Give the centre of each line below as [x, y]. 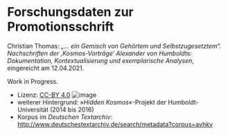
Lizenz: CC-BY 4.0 [44, 95]
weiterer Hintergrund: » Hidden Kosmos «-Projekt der [92, 102]
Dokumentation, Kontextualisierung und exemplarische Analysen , [101, 60]
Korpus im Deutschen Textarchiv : [65, 117]
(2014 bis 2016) [72, 109]
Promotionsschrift [61, 27]
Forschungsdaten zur [70, 12]
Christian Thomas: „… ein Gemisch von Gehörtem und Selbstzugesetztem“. [114, 46]
